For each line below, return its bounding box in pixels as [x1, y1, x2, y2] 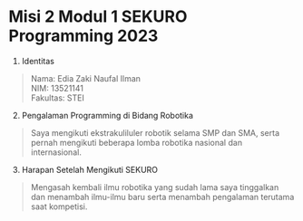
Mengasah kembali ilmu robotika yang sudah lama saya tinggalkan [30, 181, 279, 192]
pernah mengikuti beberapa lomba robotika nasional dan [30, 137, 242, 148]
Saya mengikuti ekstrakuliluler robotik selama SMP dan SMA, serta [30, 127, 280, 138]
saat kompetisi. [30, 201, 88, 212]
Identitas [21, 55, 55, 66]
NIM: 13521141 [30, 82, 83, 93]
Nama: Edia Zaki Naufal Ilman [30, 72, 142, 83]
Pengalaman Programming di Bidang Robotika [21, 110, 194, 120]
